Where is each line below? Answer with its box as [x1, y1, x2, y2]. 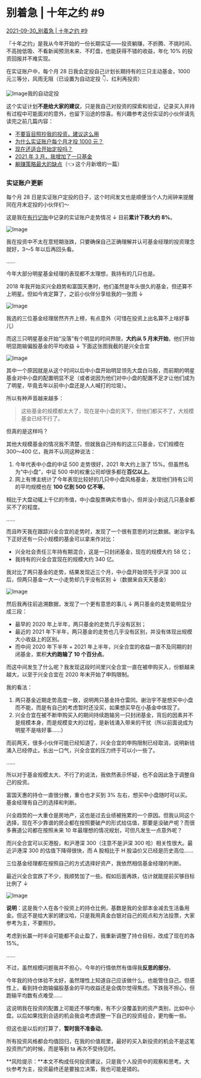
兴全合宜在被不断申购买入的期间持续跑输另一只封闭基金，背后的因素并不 [14, 712, 193, 719]
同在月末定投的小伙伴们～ [6, 201, 69, 208]
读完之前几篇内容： [6, 117, 54, 124]
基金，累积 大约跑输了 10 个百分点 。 [20, 650, 108, 658]
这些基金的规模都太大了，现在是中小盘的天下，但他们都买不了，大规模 [20, 407, 194, 415]
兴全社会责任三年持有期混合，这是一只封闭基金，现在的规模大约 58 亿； [14, 548, 193, 556]
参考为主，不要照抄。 [6, 919, 59, 927]
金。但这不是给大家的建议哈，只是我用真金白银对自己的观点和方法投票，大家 [6, 912, 195, 919]
